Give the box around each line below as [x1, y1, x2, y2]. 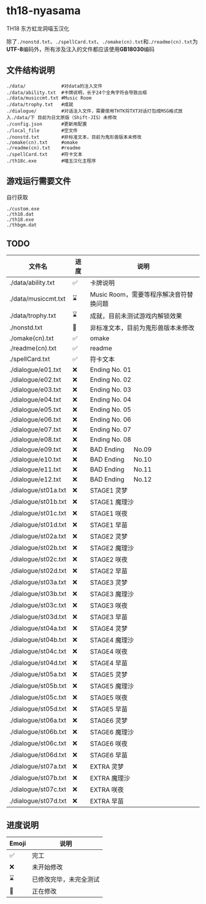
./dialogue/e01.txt [9, 366, 61, 374]
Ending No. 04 [90, 395, 132, 404]
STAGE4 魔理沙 [90, 636, 134, 644]
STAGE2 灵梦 [90, 532, 128, 541]
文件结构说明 [6, 65, 55, 75]
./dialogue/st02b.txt [9, 544, 67, 552]
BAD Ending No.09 [90, 446, 152, 454]
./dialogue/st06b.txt [9, 728, 67, 736]
